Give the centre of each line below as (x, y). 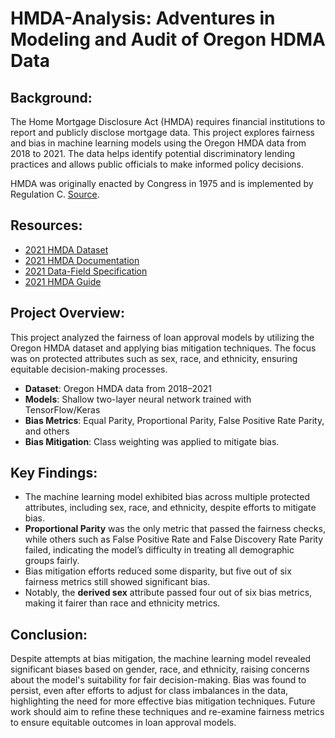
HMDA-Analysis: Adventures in (143, 18)
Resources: (46, 225)
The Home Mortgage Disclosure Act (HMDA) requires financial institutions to (168, 121)
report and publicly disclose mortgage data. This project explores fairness (162, 132)
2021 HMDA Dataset (66, 249)
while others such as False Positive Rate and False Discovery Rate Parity (174, 539)
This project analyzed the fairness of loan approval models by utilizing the (162, 337)
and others (47, 431)
